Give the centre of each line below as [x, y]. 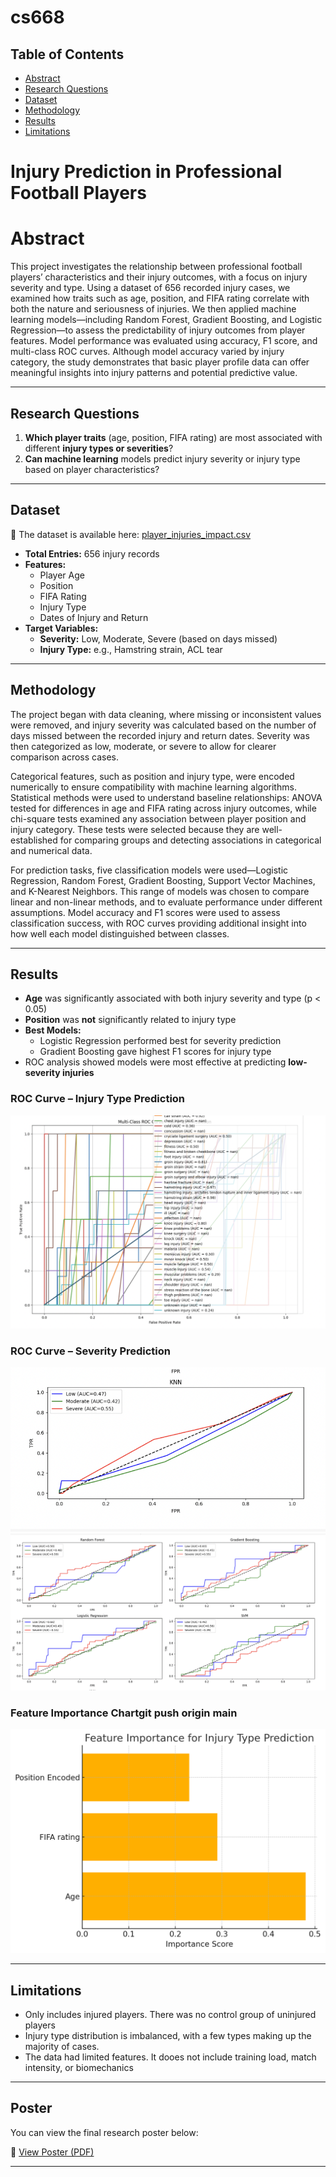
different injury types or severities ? [99, 448]
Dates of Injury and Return [94, 617]
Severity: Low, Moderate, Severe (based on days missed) [158, 638]
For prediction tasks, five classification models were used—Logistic [149, 870]
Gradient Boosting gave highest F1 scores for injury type [155, 1052]
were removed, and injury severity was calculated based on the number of [163, 725]
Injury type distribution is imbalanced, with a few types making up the [168, 2036]
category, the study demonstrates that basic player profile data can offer [160, 362]
